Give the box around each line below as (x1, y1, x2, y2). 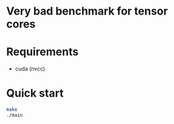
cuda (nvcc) (15, 65, 45, 72)
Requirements (6, 45, 79, 59)
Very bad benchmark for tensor (6, 4, 168, 18)
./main (6, 112, 23, 118)
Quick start (6, 86, 64, 100)
